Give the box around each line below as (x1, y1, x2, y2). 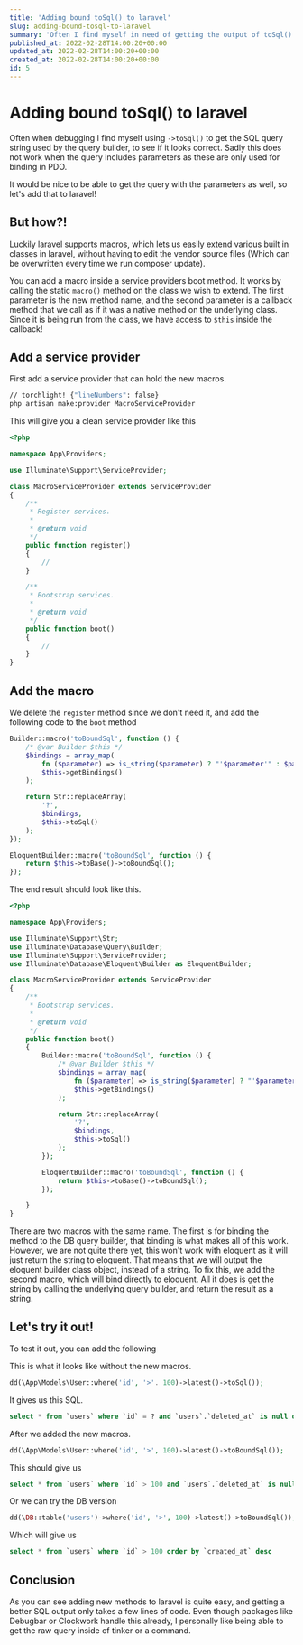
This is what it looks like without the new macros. (9, 1360, 192, 1371)
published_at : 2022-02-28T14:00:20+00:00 (9, 38, 168, 48)
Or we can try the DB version (9, 1496, 117, 1507)
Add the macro (9, 683, 95, 699)
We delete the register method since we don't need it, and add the (9, 707, 260, 718)
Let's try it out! (9, 1319, 95, 1334)
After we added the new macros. (9, 1428, 131, 1439)
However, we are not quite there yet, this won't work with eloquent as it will (9, 1245, 289, 1256)
